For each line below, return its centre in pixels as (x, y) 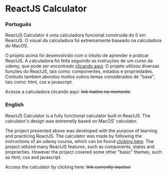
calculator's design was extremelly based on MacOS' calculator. (71, 121)
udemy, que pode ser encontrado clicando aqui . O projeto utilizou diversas (82, 66)
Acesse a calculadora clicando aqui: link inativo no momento (68, 92)
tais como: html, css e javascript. (39, 82)
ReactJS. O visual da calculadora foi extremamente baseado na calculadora (83, 40)
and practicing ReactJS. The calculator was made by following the (73, 136)
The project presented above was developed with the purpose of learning (81, 130)
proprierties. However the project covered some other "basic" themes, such (83, 152)
